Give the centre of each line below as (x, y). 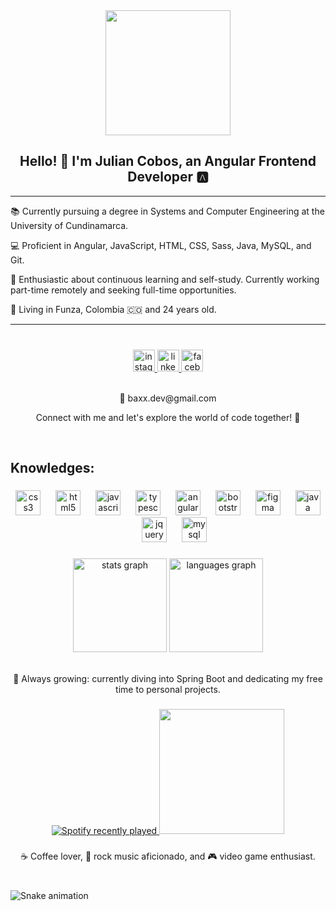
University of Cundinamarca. (69, 225)
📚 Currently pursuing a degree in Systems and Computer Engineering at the (167, 211)
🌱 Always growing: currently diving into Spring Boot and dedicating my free (168, 678)
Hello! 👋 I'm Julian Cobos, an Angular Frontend (168, 161)
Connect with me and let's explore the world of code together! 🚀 (168, 417)
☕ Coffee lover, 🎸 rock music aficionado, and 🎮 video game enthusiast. (168, 856)
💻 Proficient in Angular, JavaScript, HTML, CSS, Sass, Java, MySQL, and (161, 245)
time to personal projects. (168, 689)
